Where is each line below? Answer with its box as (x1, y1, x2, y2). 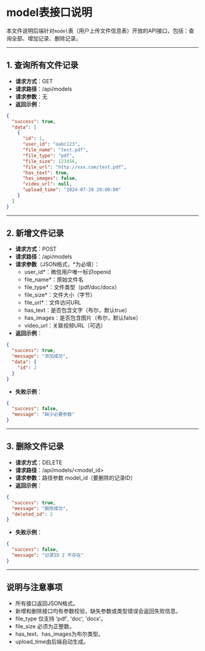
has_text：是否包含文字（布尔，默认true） (24, 307, 131, 314)
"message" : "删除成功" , (12, 505, 69, 511)
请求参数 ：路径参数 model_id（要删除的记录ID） (15, 474, 136, 481)
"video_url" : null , (22, 181, 72, 187)
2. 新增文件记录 (6, 228, 64, 239)
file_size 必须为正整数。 (15, 622, 75, 630)
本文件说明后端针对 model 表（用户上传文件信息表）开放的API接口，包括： (6, 27, 189, 34)
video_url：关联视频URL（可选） (24, 322, 106, 329)
